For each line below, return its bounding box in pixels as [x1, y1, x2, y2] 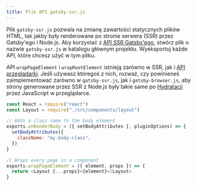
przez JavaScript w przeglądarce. [6, 89, 91, 96]
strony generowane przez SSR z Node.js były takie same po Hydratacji [6, 83, 184, 90]
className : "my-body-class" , [17, 135, 91, 141]
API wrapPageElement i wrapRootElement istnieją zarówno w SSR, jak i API [6, 63, 185, 71]
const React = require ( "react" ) [6, 101, 88, 107]
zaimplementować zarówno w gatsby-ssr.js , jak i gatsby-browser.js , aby [6, 76, 192, 84]
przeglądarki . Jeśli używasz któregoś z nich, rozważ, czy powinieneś [6, 70, 179, 77]
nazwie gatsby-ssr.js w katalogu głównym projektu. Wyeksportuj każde [6, 45, 188, 52]
